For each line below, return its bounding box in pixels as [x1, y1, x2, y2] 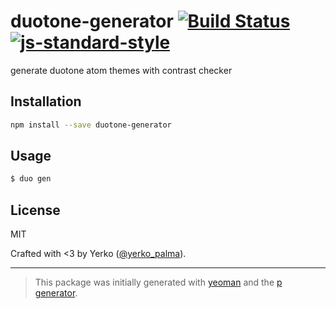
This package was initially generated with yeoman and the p [34, 276, 283, 289]
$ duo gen [10, 174, 52, 184]
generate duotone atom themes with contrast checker [10, 64, 233, 76]
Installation [10, 93, 82, 110]
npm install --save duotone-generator [10, 120, 172, 130]
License [10, 201, 61, 219]
